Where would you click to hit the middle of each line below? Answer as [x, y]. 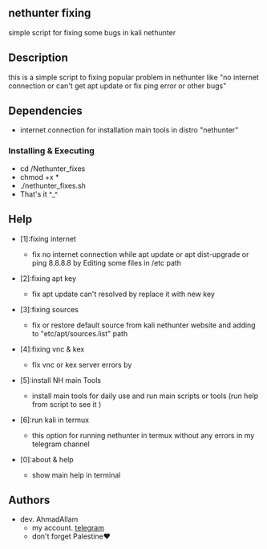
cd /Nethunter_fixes [53, 169]
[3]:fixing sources [49, 309]
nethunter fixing [50, 13]
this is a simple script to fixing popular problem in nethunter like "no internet [133, 77]
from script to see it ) [67, 404]
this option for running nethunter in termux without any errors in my [143, 435]
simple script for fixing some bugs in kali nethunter [92, 32]
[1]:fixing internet [48, 238]
